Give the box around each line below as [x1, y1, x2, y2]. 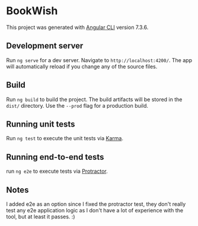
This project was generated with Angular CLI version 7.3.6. [6, 24, 149, 31]
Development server [6, 41, 84, 51]
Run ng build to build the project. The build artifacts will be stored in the [6, 96, 183, 103]
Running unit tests [6, 119, 75, 129]
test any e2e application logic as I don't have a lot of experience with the [6, 207, 184, 214]
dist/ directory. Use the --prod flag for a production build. [6, 102, 148, 109]
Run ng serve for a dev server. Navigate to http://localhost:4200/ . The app [6, 56, 193, 63]
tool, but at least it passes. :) [6, 213, 75, 220]
